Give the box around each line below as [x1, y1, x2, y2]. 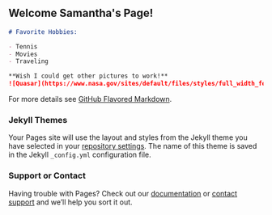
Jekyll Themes [8, 114, 68, 125]
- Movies [8, 50, 38, 58]
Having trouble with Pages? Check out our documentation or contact [8, 188, 237, 198]
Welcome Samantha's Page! [8, 6, 154, 20]
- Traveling [8, 57, 49, 65]
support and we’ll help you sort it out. [8, 197, 133, 207]
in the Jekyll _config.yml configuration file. [8, 150, 151, 160]
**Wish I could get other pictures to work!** [8, 72, 168, 80]
